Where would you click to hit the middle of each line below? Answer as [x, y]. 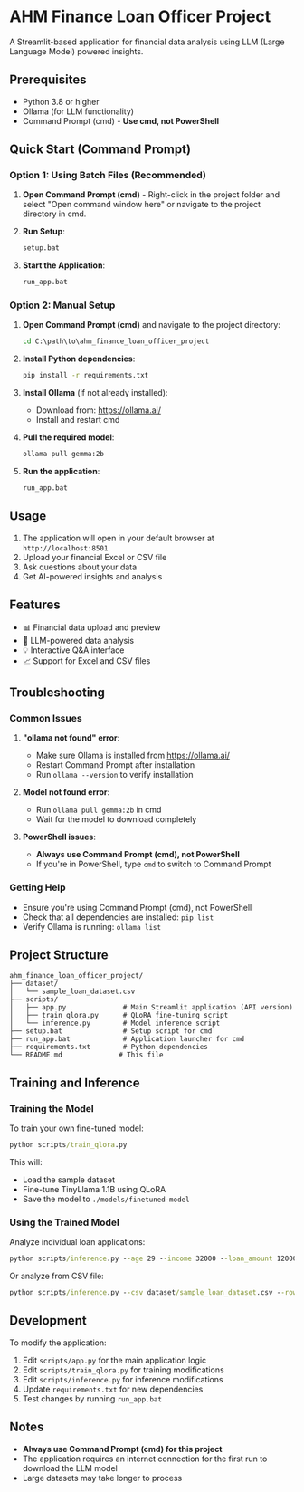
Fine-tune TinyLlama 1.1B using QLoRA [94, 1189]
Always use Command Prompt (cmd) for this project [122, 1449]
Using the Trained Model [65, 1222]
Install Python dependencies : [79, 359]
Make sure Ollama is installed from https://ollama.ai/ [133, 756]
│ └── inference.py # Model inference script [115, 1023]
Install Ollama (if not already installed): [95, 393]
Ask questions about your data [80, 567]
